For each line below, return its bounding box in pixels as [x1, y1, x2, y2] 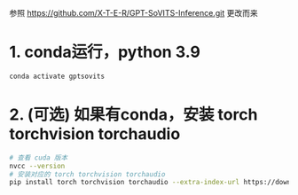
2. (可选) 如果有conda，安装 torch [9, 105, 258, 124]
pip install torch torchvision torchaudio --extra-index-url [9, 178, 240, 187]
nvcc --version [9, 161, 66, 170]
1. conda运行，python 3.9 [9, 43, 201, 62]
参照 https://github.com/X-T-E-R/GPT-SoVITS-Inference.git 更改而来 [9, 8, 259, 18]
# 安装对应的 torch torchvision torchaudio [9, 169, 166, 179]
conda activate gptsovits [9, 72, 105, 81]
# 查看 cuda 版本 [9, 153, 68, 162]
